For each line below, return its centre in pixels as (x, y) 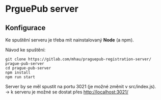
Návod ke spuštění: (25, 50)
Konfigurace (25, 28)
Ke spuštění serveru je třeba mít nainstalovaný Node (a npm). (70, 40)
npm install (18, 72)
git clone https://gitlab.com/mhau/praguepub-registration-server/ (78, 59)
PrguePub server (42, 9)
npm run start (20, 77)
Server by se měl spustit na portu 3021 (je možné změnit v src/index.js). (81, 86)
